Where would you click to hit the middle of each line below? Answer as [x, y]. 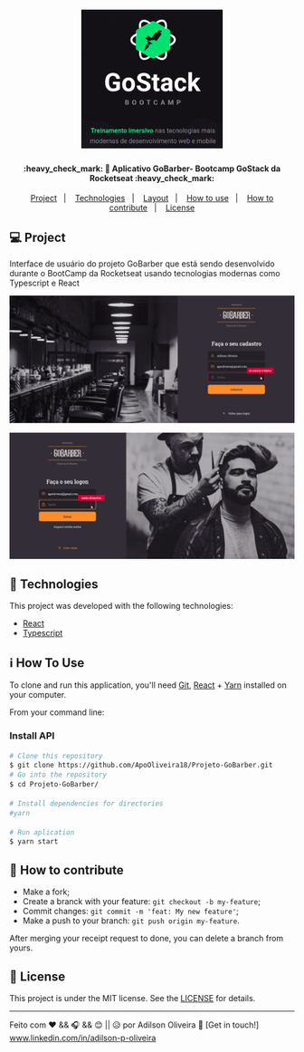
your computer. [38, 695]
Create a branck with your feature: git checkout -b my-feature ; [141, 902]
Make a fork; [46, 892]
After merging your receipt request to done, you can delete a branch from [147, 939]
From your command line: [57, 712]
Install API [32, 736]
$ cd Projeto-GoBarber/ [54, 785]
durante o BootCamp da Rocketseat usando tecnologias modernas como [145, 274]
